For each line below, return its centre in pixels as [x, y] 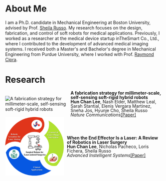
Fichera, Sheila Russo [89, 151]
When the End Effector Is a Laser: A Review [113, 138]
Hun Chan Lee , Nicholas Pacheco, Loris [108, 147]
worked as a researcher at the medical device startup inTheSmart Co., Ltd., [82, 38]
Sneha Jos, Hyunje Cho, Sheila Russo [109, 110]
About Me [26, 9]
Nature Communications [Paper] [103, 115]
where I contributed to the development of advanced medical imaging [77, 43]
